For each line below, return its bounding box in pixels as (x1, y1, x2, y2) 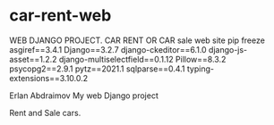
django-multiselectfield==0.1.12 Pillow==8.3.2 (58, 54, 227, 64)
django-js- (209, 44, 248, 54)
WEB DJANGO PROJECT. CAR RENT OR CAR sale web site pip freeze (9, 35, 266, 46)
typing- (186, 63, 215, 74)
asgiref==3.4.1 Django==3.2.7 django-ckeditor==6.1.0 (9, 44, 208, 54)
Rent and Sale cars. (9, 107, 81, 118)
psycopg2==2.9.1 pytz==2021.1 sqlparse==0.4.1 (9, 63, 185, 74)
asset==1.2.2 (9, 54, 57, 64)
